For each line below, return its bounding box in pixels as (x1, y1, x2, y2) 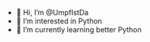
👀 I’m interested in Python (15, 16, 103, 26)
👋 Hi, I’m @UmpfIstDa (15, 8, 89, 17)
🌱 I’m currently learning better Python (15, 25, 142, 34)
